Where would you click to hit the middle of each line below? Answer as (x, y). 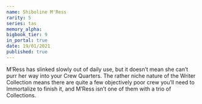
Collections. (21, 95)
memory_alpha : (24, 29)
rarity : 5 (19, 18)
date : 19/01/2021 (28, 46)
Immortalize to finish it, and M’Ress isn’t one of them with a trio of (89, 89)
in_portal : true (27, 40)
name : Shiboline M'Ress (37, 12)
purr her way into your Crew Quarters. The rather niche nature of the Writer (101, 76)
